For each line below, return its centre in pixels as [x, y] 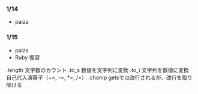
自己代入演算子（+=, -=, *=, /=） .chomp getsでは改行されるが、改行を [94, 77]
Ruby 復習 [27, 57]
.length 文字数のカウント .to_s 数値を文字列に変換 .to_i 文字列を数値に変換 [97, 70]
